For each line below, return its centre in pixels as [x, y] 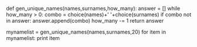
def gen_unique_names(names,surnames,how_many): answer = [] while [93, 8]
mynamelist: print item [33, 38]
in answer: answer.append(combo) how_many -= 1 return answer [85, 21]
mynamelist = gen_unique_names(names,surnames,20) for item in [86, 32]
